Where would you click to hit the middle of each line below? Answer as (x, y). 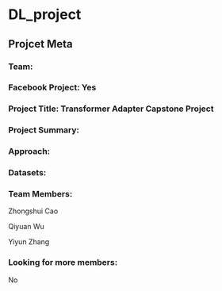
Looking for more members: (63, 262)
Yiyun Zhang (29, 242)
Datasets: (27, 173)
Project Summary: (44, 130)
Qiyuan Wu (27, 227)
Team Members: (40, 194)
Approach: (29, 151)
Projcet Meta (40, 44)
